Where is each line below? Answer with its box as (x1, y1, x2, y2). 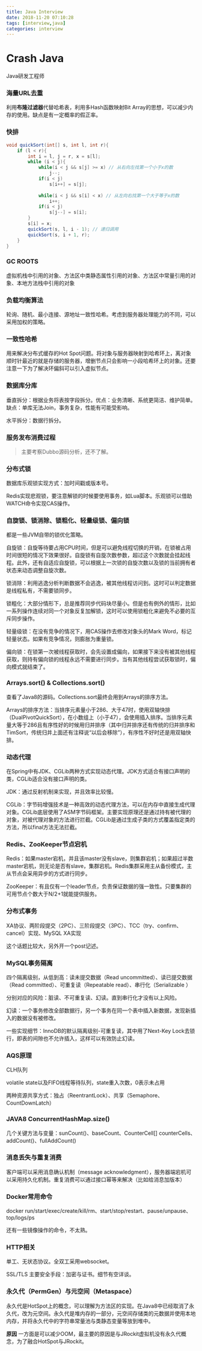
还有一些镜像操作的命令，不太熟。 (6, 1227, 91, 1234)
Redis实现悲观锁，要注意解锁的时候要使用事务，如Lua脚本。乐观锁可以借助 (6, 493, 192, 500)
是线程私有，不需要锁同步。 (6, 587, 75, 595)
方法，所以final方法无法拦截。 (6, 823, 81, 831)
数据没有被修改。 (16, 1014, 59, 1021)
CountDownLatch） (6, 1099, 55, 1107)
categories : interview (6, 25, 63, 32)
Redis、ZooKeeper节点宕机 (6, 840, 87, 848)
